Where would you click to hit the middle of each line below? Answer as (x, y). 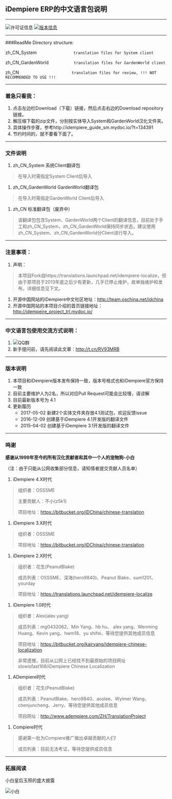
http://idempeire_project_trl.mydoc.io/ (52, 311)
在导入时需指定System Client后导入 (55, 176)
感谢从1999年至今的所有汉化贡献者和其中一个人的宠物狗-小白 (70, 457)
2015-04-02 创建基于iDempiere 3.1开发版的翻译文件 (75, 426)
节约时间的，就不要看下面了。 (44, 134)
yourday (27, 583)
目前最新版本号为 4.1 (34, 400)
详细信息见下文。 (45, 288)
